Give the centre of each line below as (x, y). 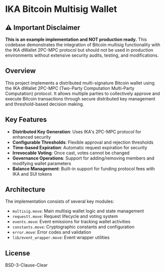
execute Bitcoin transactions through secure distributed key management (80, 98)
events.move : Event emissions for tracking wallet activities (71, 222)
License (18, 253)
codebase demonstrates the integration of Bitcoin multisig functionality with (83, 45)
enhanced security (32, 137)
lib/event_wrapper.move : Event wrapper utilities (61, 238)
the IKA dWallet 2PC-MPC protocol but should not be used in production (79, 50)
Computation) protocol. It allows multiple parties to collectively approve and (82, 93)
